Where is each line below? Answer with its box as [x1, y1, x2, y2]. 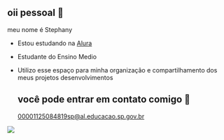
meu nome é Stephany [7, 25, 73, 33]
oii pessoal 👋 [7, 7, 64, 19]
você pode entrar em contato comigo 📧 [17, 93, 191, 105]
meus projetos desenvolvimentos [17, 73, 113, 81]
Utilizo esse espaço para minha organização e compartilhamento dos [17, 65, 218, 74]
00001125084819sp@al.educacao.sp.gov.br [17, 112, 145, 120]
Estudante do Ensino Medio [17, 52, 97, 61]
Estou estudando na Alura [17, 39, 92, 47]
